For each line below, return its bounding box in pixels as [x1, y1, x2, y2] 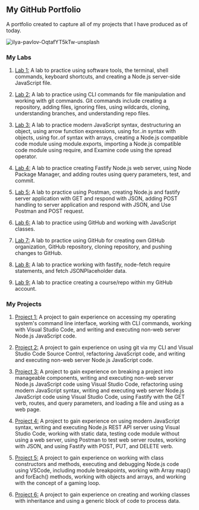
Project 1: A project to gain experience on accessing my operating [14, 313, 176, 320]
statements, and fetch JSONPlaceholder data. [14, 267, 127, 275]
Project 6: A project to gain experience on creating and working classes [14, 491, 190, 498]
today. [6, 27, 22, 34]
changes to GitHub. [14, 250, 62, 257]
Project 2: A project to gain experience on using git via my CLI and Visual [14, 344, 194, 351]
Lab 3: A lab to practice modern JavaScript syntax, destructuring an [14, 121, 181, 128]
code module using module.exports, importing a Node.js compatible [14, 140, 181, 147]
